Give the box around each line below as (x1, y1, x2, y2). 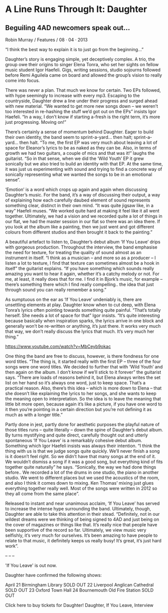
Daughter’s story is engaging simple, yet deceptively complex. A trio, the (5, 56, 155, 62)
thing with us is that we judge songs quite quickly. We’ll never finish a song (5, 448, 160, 454)
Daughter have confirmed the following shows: (5, 572, 102, 578)
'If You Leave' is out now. (5, 562, 57, 568)
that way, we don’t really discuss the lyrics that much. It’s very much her (5, 328, 154, 334)
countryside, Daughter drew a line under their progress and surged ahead (5, 98, 158, 104)
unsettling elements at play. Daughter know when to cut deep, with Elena (5, 302, 156, 308)
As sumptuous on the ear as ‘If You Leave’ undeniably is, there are (5, 297, 142, 302)
